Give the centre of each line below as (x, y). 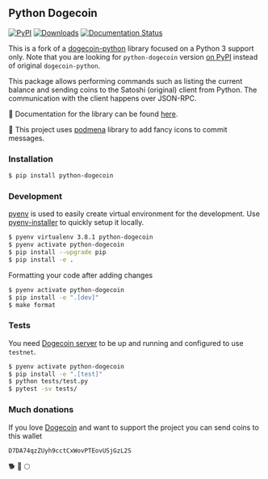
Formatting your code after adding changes (81, 275)
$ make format (32, 305)
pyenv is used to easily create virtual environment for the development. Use (134, 214)
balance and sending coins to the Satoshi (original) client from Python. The (133, 90)
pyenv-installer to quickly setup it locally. (76, 223)
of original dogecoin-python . (54, 65)
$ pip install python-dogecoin (61, 176)
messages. (27, 138)
